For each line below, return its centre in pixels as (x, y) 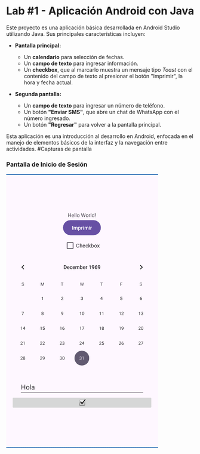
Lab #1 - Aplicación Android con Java (100, 11)
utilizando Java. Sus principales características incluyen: (76, 33)
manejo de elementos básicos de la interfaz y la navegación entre (87, 142)
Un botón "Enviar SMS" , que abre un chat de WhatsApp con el (101, 112)
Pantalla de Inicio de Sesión (47, 164)
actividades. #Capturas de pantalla (49, 149)
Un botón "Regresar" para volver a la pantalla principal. (93, 124)
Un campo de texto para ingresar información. (81, 63)
